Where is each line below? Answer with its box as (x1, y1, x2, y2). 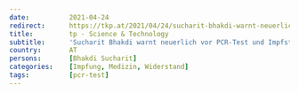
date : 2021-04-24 (9, 12, 109, 22)
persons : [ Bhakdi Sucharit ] (9, 54, 138, 63)
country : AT (9, 46, 77, 55)
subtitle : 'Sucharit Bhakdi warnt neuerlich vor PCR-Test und (9, 37, 265, 47)
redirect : (9, 21, 46, 30)
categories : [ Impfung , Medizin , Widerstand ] (9, 63, 190, 72)
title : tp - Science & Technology (9, 29, 169, 38)
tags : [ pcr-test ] (9, 71, 109, 80)
